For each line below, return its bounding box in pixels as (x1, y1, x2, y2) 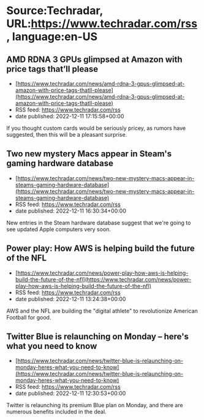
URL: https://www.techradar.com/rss (6, 17, 198, 31)
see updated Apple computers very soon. (6, 225, 111, 233)
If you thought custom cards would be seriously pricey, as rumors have (6, 124, 186, 132)
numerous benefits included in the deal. (6, 408, 107, 416)
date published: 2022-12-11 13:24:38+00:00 (15, 295, 126, 302)
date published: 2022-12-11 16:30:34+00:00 (15, 207, 127, 215)
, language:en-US (6, 30, 98, 44)
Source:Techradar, (6, 4, 103, 18)
